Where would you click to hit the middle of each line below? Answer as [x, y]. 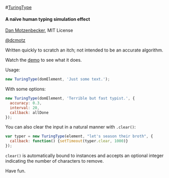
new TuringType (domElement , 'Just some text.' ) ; [58, 79]
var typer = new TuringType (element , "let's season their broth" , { [79, 136]
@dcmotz [15, 40]
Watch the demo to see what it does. [44, 60]
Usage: [13, 70]
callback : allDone [29, 112]
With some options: [26, 89]
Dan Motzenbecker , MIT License [39, 31]
